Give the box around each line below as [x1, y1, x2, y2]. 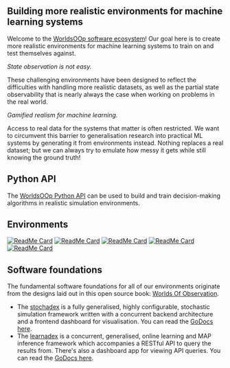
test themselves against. [7, 49, 76, 57]
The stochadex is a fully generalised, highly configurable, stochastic [16, 303, 211, 311]
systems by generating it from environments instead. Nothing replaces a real [7, 139, 224, 147]
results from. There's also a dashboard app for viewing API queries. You [16, 347, 221, 355]
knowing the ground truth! [7, 153, 81, 161]
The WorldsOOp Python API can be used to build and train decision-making [7, 192, 221, 200]
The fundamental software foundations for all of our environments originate [7, 282, 220, 290]
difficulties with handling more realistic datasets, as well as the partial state [7, 82, 220, 91]
